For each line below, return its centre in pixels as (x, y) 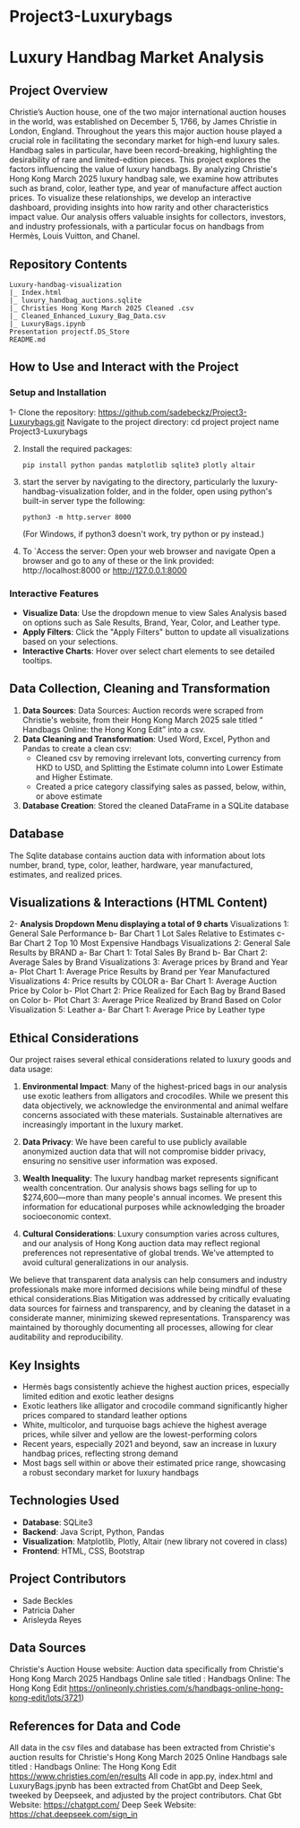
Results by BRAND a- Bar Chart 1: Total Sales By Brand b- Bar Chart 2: (139, 953)
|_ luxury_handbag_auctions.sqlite (76, 300)
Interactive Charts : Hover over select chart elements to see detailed (149, 651)
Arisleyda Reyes (52, 1619)
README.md (28, 340)
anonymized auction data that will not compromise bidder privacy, (144, 1152)
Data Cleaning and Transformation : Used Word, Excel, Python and (146, 739)
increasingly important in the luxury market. (103, 1125)
